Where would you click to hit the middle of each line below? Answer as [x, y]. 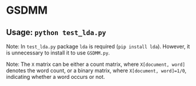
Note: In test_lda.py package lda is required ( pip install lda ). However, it [98, 46]
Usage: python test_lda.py [56, 32]
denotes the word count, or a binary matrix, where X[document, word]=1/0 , [97, 71]
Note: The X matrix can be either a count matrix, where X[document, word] [96, 64]
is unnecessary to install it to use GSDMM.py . [58, 53]
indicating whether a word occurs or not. [55, 77]
